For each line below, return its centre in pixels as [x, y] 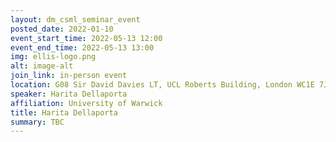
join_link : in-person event [69, 76]
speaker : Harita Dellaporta [69, 94]
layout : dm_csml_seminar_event [75, 19]
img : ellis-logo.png [53, 57]
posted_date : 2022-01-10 [62, 29]
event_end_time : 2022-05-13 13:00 [82, 47]
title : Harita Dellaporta [64, 112]
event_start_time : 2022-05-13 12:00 [86, 38]
